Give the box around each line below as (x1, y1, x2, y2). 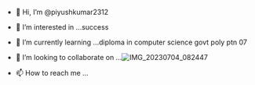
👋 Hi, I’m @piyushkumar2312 (15, 8, 109, 16)
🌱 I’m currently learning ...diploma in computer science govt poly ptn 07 (15, 37, 247, 47)
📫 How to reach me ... (15, 69, 89, 77)
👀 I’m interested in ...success (15, 23, 109, 31)
